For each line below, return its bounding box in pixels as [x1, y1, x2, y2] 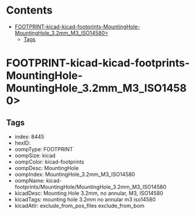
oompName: [14, 177, 45, 184]
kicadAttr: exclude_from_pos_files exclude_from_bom [14, 202, 145, 209]
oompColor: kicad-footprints [14, 158, 84, 165]
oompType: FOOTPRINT [14, 145, 73, 152]
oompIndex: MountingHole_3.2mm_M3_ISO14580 [14, 171, 135, 178]
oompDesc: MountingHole [14, 164, 79, 171]
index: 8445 [14, 133, 44, 140]
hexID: [14, 139, 31, 146]
